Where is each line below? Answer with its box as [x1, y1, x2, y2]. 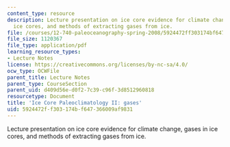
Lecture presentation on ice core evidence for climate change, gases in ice [7, 124, 218, 133]
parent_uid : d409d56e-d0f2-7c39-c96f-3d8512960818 [7, 87, 155, 93]
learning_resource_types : [7, 49, 81, 56]
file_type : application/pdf [7, 42, 88, 49]
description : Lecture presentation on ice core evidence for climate [7, 16, 210, 23]
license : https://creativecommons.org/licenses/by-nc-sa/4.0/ [7, 61, 188, 68]
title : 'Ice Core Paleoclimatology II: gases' [7, 100, 142, 106]
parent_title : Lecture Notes [7, 73, 90, 81]
